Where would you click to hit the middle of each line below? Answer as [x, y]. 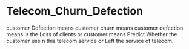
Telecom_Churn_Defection [75, 11]
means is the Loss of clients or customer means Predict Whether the [92, 34]
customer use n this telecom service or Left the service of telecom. [90, 41]
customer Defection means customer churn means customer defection [95, 28]
